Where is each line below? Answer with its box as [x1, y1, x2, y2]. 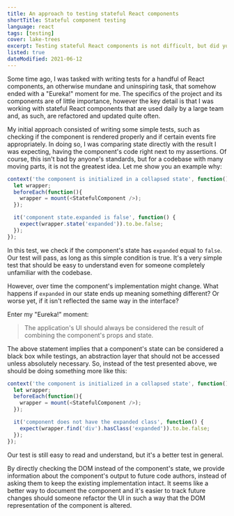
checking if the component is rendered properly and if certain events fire [7, 132, 217, 141]
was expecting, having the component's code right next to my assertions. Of [7, 147, 227, 155]
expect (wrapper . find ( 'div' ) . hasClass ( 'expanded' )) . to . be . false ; [19, 425, 210, 432]
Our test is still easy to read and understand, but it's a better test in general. [7, 451, 224, 459]
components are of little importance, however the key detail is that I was [7, 97, 214, 105]
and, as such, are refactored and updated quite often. [7, 111, 161, 120]
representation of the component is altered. [7, 501, 132, 509]
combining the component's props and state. [24, 331, 154, 339]
